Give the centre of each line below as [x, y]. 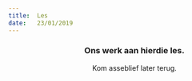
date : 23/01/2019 [41, 23]
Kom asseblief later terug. [134, 67]
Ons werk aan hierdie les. [134, 51]
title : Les [28, 15]
